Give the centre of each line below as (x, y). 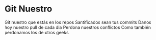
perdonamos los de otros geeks (37, 32)
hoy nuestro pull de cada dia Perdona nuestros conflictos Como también (78, 27)
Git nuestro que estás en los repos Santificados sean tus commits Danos (78, 22)
